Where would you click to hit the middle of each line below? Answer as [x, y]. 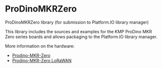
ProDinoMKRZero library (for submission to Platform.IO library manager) [77, 22]
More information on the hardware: [40, 46]
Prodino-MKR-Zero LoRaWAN [42, 60]
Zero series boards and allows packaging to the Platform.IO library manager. [81, 37]
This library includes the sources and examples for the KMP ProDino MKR [79, 31]
